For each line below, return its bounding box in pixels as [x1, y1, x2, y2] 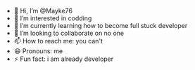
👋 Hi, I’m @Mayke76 [13, 7, 73, 15]
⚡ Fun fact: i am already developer [13, 55, 114, 63]
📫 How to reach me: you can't [13, 37, 103, 45]
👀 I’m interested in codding [13, 14, 92, 22]
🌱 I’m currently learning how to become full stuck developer [13, 22, 188, 29]
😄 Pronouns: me [13, 47, 63, 55]
